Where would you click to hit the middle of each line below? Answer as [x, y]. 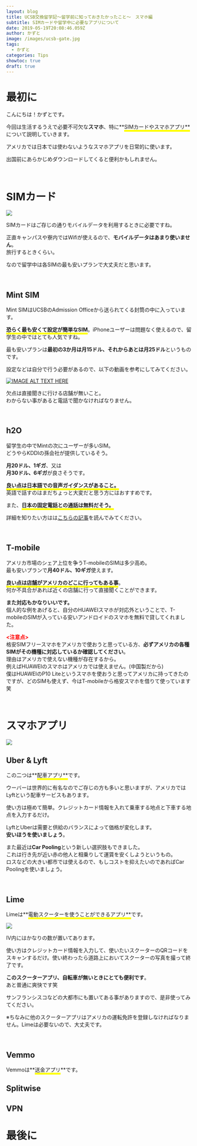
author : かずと [23, 33]
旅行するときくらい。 [32, 252]
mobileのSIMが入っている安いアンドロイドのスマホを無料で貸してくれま [93, 617]
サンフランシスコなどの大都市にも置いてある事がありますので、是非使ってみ [98, 997]
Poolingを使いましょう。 [36, 869]
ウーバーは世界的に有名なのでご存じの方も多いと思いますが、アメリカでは [96, 788]
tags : [13, 45]
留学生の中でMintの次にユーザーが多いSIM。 [60, 445]
